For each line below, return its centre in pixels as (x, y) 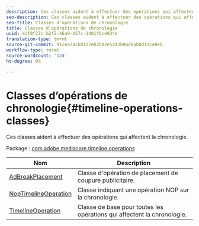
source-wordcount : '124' (37, 56)
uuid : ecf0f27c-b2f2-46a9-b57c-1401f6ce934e (62, 34)
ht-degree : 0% (24, 61)
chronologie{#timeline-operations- (94, 108)
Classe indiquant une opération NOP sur (133, 190)
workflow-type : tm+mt (33, 50)
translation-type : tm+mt (37, 39)
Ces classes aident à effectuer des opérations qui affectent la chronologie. (97, 137)
